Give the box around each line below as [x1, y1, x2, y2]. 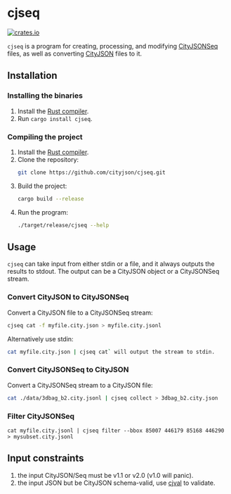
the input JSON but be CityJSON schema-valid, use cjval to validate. [17, 479, 216, 487]
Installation [7, 70, 58, 82]
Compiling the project [7, 132, 83, 141]
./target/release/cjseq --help [17, 222, 110, 229]
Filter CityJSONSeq [7, 411, 75, 421]
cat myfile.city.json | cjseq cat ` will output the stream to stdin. [7, 348, 216, 355]
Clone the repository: [17, 155, 79, 163]
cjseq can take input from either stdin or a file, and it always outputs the [7, 260, 216, 268]
